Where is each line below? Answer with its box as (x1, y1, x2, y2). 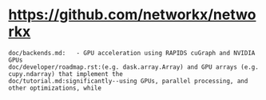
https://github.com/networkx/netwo (8, 6, 256, 24)
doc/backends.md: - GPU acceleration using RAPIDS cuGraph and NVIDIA (8, 49, 256, 57)
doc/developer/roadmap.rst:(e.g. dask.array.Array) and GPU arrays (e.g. (8, 62, 260, 71)
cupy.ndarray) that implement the (8, 70, 124, 78)
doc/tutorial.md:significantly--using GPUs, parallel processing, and (8, 77, 248, 85)
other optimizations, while (8, 84, 102, 92)
